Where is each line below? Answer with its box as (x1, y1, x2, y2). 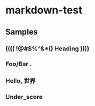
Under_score (5, 93, 43, 101)
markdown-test (5, 4, 83, 17)
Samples (5, 27, 38, 37)
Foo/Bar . (5, 60, 32, 68)
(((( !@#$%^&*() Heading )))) (5, 45, 90, 53)
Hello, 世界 (5, 77, 36, 85)
